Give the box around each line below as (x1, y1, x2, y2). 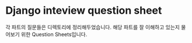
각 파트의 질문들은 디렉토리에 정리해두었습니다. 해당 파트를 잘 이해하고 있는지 (5, 24, 180, 30)
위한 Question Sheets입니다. (20, 30, 88, 38)
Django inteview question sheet (5, 4, 162, 17)
